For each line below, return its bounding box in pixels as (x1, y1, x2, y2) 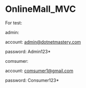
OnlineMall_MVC (5, 3, 76, 15)
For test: (5, 20, 22, 26)
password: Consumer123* (5, 77, 59, 83)
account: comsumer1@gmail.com (5, 68, 74, 74)
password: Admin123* (5, 48, 51, 54)
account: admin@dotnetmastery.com (5, 39, 81, 45)
